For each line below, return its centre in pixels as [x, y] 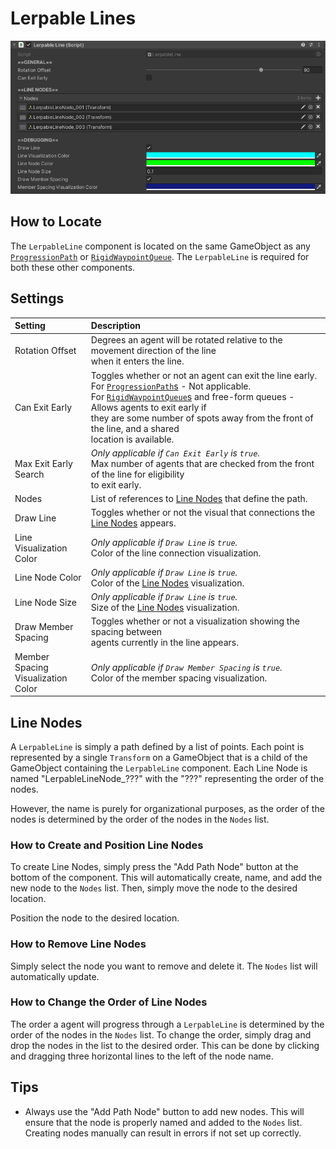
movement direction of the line [153, 351]
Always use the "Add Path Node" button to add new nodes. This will [164, 1111]
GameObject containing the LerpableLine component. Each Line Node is [159, 768]
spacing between [126, 632]
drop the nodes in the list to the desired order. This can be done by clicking [165, 1045]
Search [29, 474]
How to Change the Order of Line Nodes [109, 1002]
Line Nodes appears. [133, 523]
